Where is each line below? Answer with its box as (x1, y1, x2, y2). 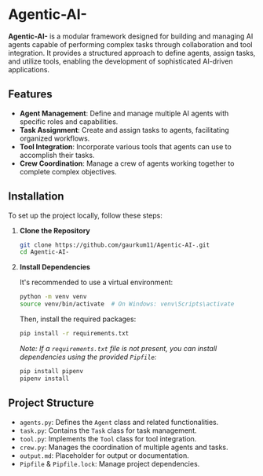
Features (8, 88, 53, 101)
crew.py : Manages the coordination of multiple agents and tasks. (19, 442, 229, 452)
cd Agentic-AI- (19, 248, 70, 256)
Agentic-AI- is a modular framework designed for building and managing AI (8, 31, 254, 41)
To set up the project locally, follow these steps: (8, 211, 163, 220)
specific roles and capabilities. (19, 116, 119, 126)
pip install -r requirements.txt (19, 330, 130, 338)
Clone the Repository (19, 225, 90, 235)
